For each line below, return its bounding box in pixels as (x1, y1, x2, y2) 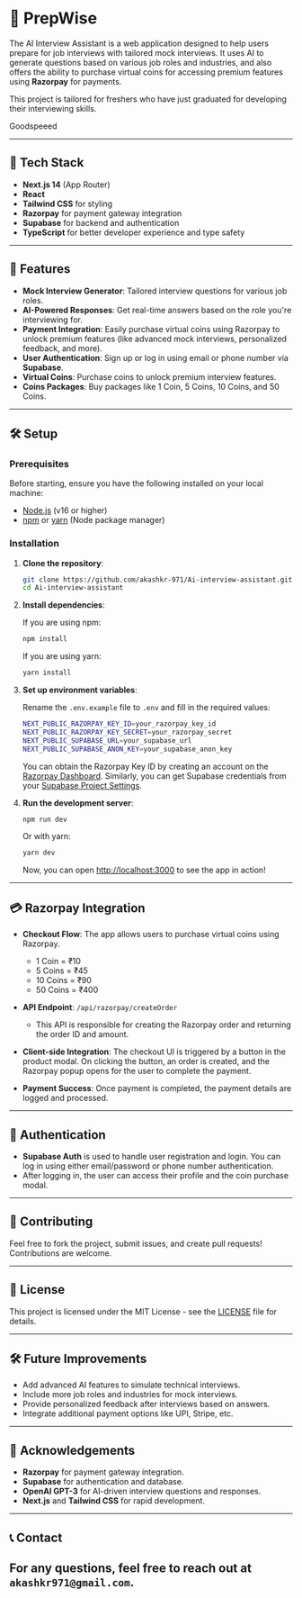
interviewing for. (22, 314, 83, 325)
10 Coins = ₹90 (35, 975, 92, 986)
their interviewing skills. (9, 103, 97, 113)
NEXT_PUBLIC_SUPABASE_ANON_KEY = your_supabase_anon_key (22, 745, 233, 754)
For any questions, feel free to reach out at (9, 1560, 252, 1575)
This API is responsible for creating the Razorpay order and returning (35, 1019, 292, 1030)
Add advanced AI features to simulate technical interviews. (22, 1379, 241, 1390)
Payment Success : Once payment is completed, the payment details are (22, 1083, 292, 1094)
